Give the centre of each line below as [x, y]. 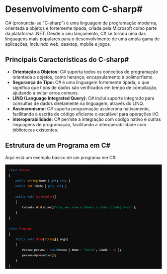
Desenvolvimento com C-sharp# [74, 9]
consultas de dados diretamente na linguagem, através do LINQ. [78, 103]
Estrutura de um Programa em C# [58, 145]
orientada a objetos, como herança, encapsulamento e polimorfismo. [83, 77]
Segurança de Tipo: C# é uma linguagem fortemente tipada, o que [81, 82]
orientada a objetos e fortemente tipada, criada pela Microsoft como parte [81, 28]
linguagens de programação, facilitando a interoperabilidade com [79, 124]
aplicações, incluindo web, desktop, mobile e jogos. [58, 44]
